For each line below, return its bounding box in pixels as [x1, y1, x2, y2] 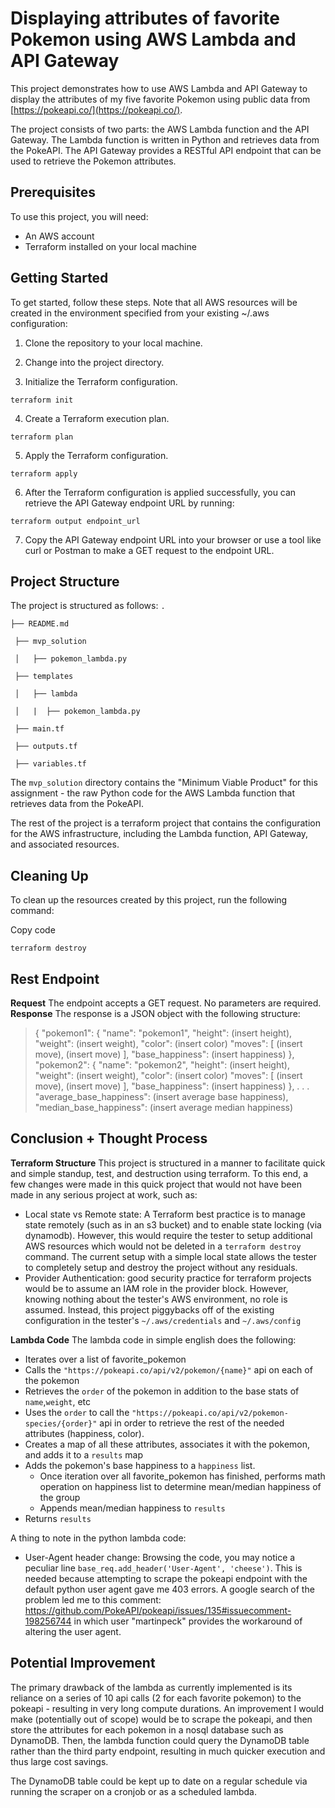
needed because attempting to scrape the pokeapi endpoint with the [24, 1572, 308, 1584]
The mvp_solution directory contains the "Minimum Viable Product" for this [10, 777, 318, 789]
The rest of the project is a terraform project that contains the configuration [10, 817, 321, 829]
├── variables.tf [14, 759, 87, 769]
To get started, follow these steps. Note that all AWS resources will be [10, 296, 298, 308]
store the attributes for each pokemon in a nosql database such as [10, 1723, 284, 1736]
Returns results [24, 1512, 92, 1524]
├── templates [14, 672, 74, 682]
